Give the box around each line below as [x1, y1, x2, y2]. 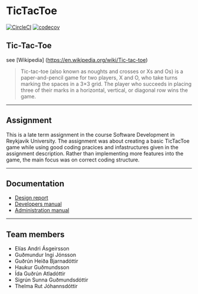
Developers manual [14, 200, 62, 207]
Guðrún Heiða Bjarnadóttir [14, 257, 78, 265]
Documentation [6, 179, 65, 189]
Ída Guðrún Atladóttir [14, 270, 66, 278]
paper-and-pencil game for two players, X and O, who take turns [20, 74, 178, 81]
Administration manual [14, 207, 70, 214]
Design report [14, 194, 48, 201]
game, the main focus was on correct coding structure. [6, 156, 140, 163]
